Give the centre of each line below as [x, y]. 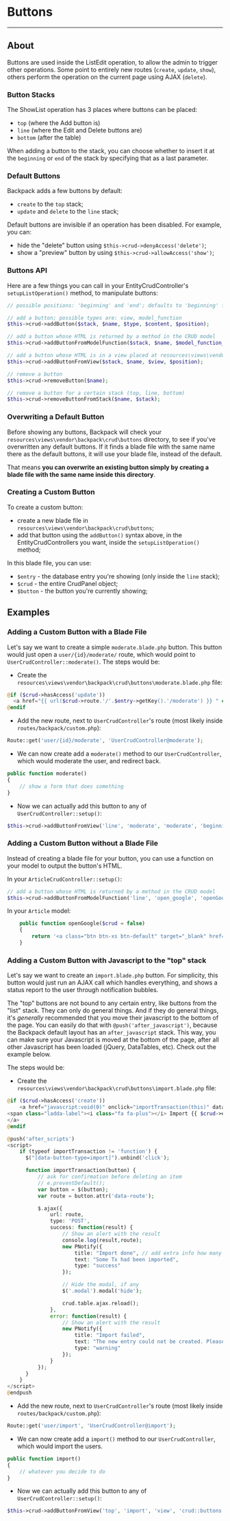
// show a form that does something [72, 786]
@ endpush [20, 1393]
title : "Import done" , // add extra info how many [148, 1253]
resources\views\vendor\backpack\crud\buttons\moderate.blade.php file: [119, 682]
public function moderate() [47, 774]
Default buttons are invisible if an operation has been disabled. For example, [114, 225]
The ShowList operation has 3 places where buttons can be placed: [102, 110]
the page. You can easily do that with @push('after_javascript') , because [112, 1025]
